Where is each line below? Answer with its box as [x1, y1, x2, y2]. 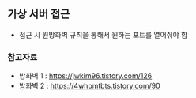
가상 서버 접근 [7, 7, 70, 21]
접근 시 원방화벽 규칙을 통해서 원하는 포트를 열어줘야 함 [18, 30, 188, 40]
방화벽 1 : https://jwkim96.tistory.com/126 [18, 71, 153, 81]
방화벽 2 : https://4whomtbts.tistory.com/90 [18, 81, 160, 91]
